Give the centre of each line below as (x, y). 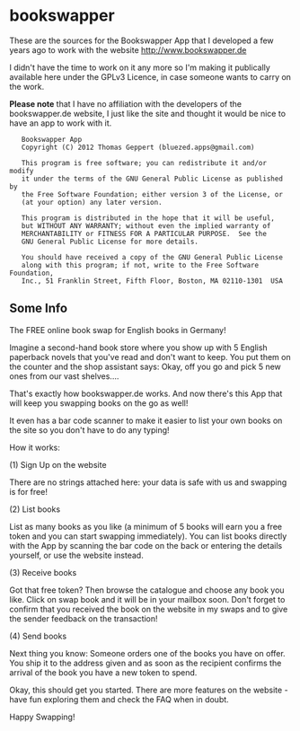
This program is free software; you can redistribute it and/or (144, 163)
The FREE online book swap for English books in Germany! (118, 330)
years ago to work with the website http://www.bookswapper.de (128, 49)
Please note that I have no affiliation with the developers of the (126, 103)
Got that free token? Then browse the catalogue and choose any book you (147, 590)
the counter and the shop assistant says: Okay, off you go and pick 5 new (145, 366)
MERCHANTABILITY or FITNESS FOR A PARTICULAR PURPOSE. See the (144, 233)
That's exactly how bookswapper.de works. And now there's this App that (146, 393)
